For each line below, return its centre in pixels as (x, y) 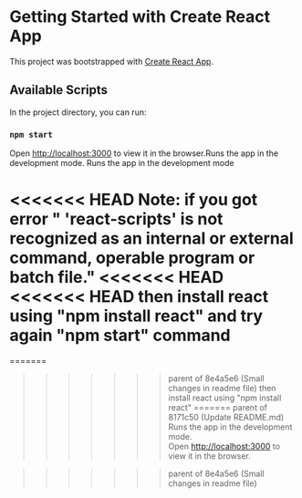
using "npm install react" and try (136, 316)
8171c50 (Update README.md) (226, 417)
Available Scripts (58, 90)
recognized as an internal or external (151, 239)
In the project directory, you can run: (78, 112)
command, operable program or (132, 258)
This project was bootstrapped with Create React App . (112, 61)
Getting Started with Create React (140, 17)
